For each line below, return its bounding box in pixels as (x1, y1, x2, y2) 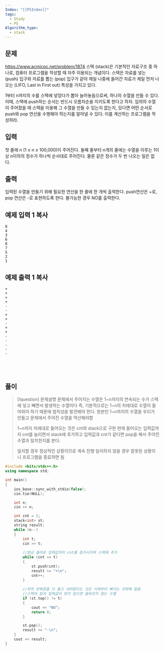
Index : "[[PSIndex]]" (5, 7, 49, 12)
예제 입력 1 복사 (5, 211, 48, 219)
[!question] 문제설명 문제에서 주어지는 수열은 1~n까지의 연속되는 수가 (17, 397, 149, 403)
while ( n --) (14, 527, 38, 532)
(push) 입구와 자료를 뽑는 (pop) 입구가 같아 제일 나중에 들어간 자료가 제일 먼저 (5, 76, 154, 82)
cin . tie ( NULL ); (14, 491, 45, 496)
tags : (5, 12, 16, 17)
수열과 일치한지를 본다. (17, 437, 61, 443)
